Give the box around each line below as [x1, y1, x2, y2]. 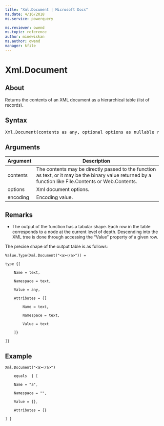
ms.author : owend [5, 39, 41, 44]
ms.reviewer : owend [5, 25, 45, 30]
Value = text [22, 322, 49, 327]
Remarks [5, 211, 33, 219]
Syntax [5, 116, 27, 125]
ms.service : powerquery [5, 16, 54, 21]
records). [5, 102, 23, 108]
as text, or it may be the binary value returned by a [36, 172, 152, 179]
